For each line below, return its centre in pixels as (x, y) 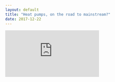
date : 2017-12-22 (23, 19)
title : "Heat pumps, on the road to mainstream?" (58, 14)
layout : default (22, 10)
